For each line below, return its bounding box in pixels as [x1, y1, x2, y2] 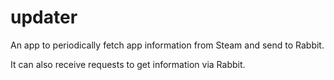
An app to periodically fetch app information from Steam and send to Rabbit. [10, 39, 325, 51]
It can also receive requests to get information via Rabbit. [10, 58, 246, 70]
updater [10, 6, 78, 29]
